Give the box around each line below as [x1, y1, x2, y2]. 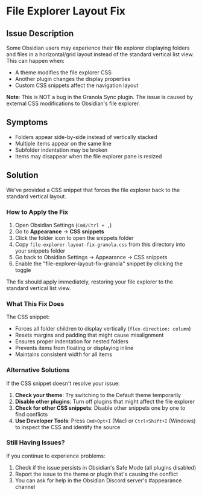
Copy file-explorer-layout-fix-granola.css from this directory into [14, 241, 186, 248]
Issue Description [6, 28, 74, 39]
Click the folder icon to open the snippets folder [14, 234, 134, 241]
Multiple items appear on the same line [14, 140, 112, 147]
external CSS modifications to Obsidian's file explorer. [6, 100, 140, 107]
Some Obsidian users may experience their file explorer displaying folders [6, 44, 190, 51]
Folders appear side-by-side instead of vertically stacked [14, 133, 158, 140]
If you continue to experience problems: [6, 452, 106, 459]
